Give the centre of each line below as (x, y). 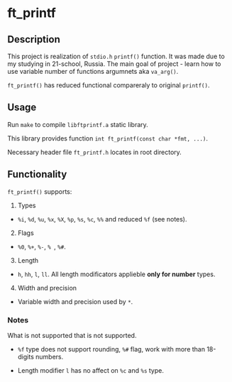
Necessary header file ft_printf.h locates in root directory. (95, 152)
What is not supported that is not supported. (72, 335)
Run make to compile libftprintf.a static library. (78, 124)
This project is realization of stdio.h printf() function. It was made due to (116, 56)
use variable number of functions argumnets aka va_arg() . (93, 71)
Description (34, 39)
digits (26, 356)
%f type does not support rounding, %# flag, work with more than (111, 349)
